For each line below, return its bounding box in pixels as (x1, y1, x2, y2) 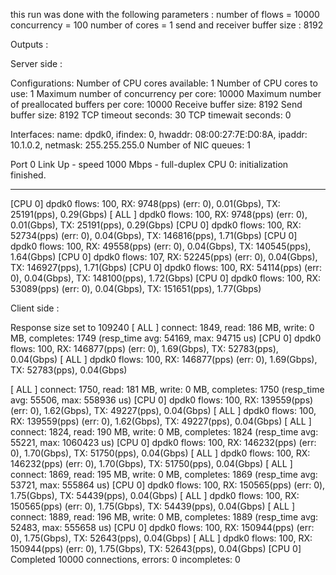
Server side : (10, 58, 63, 69)
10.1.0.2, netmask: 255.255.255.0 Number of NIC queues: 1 (10, 139, 251, 151)
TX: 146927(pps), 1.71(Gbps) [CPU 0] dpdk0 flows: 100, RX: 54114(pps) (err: (10, 262, 322, 273)
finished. (10, 169, 47, 181)
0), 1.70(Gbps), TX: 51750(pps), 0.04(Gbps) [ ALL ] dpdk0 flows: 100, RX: (10, 447, 311, 459)
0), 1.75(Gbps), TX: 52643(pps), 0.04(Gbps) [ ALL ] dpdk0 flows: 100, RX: (10, 532, 313, 544)
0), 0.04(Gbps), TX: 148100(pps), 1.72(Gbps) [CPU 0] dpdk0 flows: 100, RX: (10, 272, 322, 284)
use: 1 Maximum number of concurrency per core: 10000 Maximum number (10, 88, 322, 99)
